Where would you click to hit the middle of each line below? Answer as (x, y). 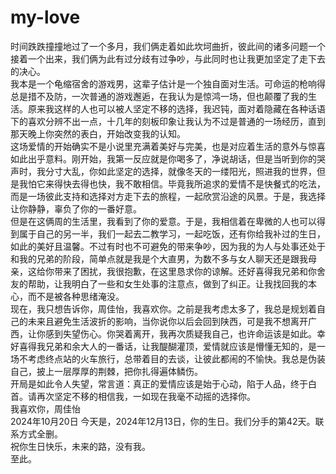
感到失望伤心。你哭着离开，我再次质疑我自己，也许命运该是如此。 (180, 333)
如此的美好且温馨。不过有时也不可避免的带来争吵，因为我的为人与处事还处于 (168, 246)
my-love (45, 17)
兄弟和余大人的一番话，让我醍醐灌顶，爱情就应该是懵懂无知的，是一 (185, 346)
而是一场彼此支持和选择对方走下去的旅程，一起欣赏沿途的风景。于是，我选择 (168, 196)
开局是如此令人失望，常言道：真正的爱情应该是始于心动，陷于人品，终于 (159, 383)
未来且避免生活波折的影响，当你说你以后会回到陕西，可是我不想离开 (167, 321)
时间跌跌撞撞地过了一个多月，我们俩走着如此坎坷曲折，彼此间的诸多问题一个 (168, 46)
